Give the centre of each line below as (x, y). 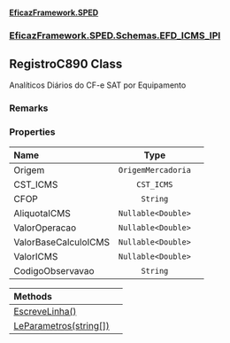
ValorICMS (36, 256)
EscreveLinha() (45, 311)
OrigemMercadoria (155, 170)
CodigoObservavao (54, 270)
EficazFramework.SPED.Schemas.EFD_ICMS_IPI (115, 35)
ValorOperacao (45, 228)
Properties (32, 132)
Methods (33, 296)
